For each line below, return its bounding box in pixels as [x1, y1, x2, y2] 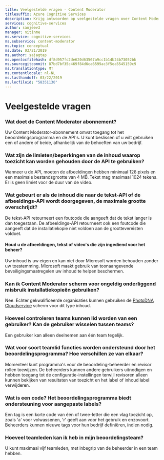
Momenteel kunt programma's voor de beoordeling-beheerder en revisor [5, 361, 152, 367]
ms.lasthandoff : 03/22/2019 [5, 75, 62, 80]
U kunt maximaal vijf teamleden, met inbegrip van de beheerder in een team [5, 445, 158, 451]
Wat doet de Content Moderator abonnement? [5, 118, 117, 125]
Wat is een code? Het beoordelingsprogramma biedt [5, 394, 132, 401]
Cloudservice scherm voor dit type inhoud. [5, 303, 91, 309]
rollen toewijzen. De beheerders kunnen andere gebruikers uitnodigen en [5, 367, 152, 373]
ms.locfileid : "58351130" [5, 80, 58, 84]
